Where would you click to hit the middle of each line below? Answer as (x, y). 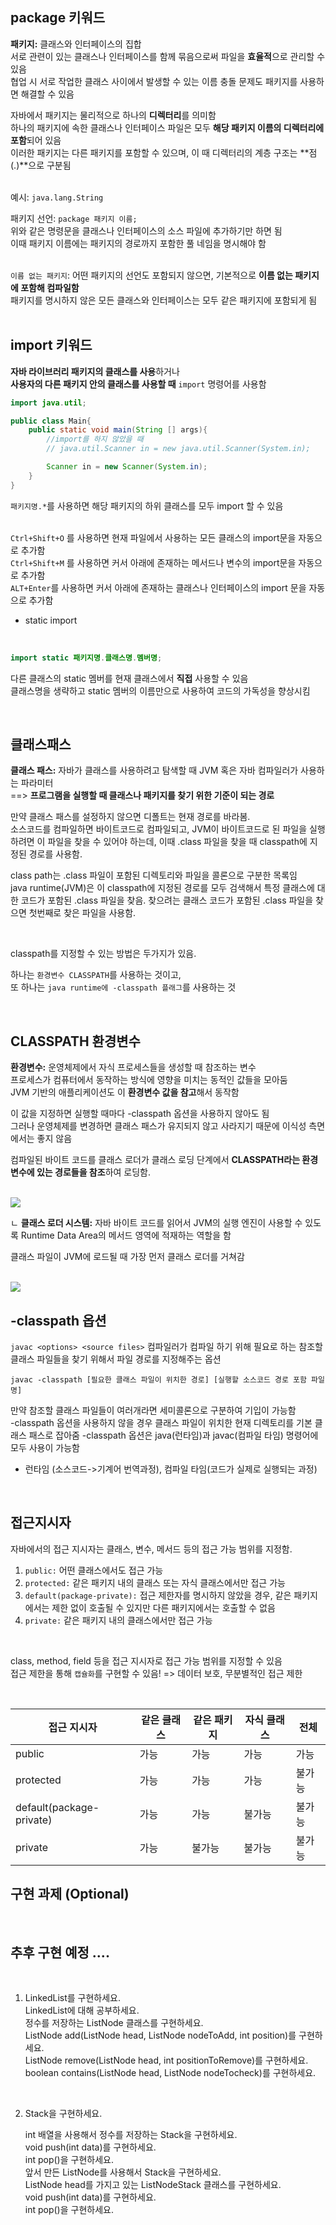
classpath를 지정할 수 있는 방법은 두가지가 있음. (103, 954)
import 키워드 (51, 345)
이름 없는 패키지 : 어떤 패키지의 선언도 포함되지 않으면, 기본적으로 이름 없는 (151, 275)
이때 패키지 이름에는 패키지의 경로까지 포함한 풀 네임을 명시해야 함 (138, 243)
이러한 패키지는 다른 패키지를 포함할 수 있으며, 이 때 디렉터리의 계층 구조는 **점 (164, 152)
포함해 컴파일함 (50, 287)
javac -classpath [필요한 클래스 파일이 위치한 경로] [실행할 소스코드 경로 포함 (158, 1379)
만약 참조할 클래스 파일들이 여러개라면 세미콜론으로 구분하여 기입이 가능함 (153, 1410)
